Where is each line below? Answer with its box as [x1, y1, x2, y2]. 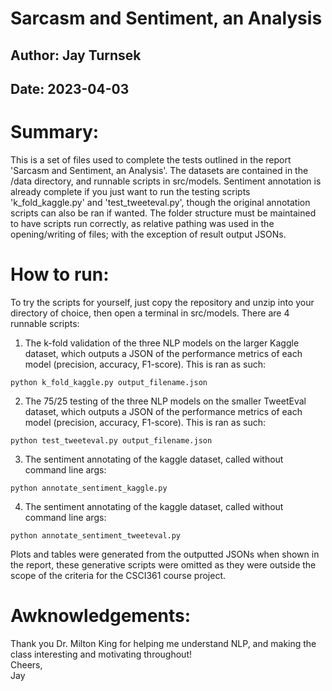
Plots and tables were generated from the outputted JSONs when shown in [10, 548, 320, 560]
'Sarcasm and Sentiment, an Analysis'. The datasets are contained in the [10, 164, 309, 176]
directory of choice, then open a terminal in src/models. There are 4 [10, 307, 290, 319]
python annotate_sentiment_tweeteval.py [10, 530, 182, 541]
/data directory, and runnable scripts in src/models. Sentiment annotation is [10, 175, 322, 187]
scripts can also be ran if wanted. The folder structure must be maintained [10, 207, 317, 219]
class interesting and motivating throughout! [10, 648, 193, 660]
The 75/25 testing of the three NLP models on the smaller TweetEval [24, 395, 307, 407]
